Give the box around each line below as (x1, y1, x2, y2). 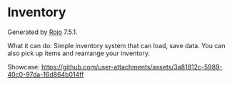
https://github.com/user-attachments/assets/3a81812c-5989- (41, 62, 223, 71)
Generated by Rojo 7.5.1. (7, 28, 78, 36)
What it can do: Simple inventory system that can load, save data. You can (7, 41, 226, 50)
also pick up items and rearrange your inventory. (7, 49, 150, 57)
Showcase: (7, 62, 41, 71)
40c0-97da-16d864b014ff (7, 70, 84, 79)
